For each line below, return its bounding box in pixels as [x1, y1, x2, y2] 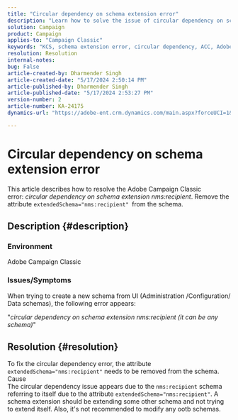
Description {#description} [7, 221, 129, 233]
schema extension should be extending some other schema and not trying [7, 397, 225, 406]
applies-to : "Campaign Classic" [7, 37, 103, 44]
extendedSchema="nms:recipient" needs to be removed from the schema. [7, 367, 220, 376]
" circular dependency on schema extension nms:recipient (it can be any [7, 313, 218, 321]
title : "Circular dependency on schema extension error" [7, 10, 179, 18]
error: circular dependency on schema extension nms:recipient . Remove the [7, 192, 229, 201]
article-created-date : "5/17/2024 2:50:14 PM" [7, 76, 147, 84]
